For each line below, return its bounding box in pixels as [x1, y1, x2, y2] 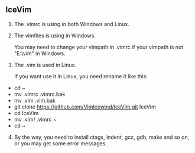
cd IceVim [14, 109, 39, 116]
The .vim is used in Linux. [14, 61, 76, 68]
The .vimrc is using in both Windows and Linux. [14, 20, 129, 27]
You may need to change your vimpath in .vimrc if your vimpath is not [14, 43, 184, 50]
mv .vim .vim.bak [14, 97, 56, 104]
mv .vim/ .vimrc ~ [14, 116, 57, 123]
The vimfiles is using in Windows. [14, 32, 96, 39]
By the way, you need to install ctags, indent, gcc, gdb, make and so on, [14, 133, 190, 141]
